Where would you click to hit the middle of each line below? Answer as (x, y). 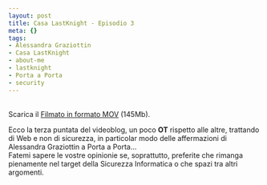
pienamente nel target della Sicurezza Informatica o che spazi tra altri (123, 163)
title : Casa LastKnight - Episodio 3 (71, 23)
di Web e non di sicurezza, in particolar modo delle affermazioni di (117, 138)
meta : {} (23, 30)
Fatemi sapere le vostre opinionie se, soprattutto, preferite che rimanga (125, 155)
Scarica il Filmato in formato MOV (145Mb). (79, 114)
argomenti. (26, 172)
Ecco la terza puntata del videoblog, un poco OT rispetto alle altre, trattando (134, 130)
